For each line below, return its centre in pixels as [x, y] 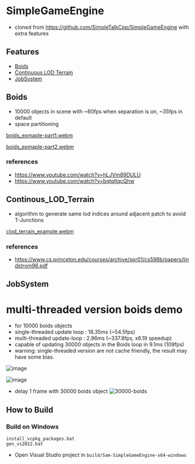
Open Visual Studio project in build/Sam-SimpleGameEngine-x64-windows [100, 455]
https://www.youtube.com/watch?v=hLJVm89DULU [78, 174]
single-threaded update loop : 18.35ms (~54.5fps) [75, 332]
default [23, 117]
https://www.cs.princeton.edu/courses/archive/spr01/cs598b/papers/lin [102, 259]
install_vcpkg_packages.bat [41, 439]
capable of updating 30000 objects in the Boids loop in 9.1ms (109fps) [99, 344]
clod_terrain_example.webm [40, 231]
